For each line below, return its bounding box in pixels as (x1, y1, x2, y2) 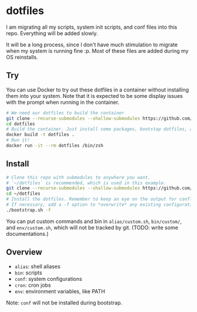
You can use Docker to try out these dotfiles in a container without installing (6, 86, 189, 93)
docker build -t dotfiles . (6, 132, 75, 138)
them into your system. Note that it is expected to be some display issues (6, 92, 183, 99)
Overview (6, 247, 43, 257)
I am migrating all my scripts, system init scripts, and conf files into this (6, 23, 178, 30)
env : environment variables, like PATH (14, 287, 106, 294)
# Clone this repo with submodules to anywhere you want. (6, 174, 151, 180)
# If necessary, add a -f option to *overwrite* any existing (6, 202, 161, 208)
